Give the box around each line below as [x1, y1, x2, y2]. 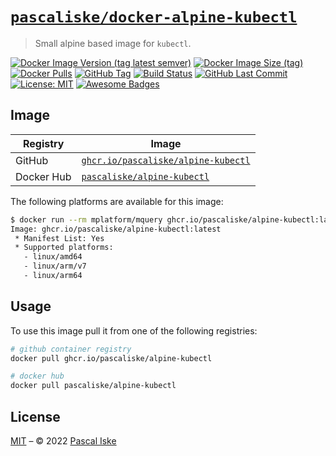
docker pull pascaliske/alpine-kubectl [10, 381, 177, 391]
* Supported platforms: [14, 243, 114, 253]
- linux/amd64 [23, 252, 83, 262]
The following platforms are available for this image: [10, 195, 224, 207]
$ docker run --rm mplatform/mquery [10, 214, 163, 225]
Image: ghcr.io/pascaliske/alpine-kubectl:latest [10, 224, 222, 234]
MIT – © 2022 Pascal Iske [10, 435, 117, 447]
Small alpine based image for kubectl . [34, 37, 192, 49]
